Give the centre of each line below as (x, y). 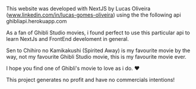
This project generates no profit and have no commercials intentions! (91, 80)
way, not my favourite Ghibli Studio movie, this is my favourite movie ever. (97, 57)
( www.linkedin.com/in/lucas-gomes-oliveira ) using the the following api (94, 15)
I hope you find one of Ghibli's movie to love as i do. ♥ (73, 68)
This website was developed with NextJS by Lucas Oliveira (78, 9)
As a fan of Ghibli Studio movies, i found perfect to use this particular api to (98, 33)
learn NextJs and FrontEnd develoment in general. (67, 39)
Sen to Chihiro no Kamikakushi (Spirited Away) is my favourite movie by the (98, 50)
